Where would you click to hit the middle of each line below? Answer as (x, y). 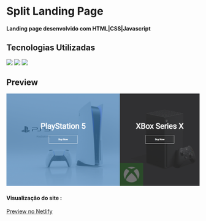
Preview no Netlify (30, 211)
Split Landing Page (55, 11)
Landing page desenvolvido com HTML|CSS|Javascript (79, 28)
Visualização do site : (34, 198)
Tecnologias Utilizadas (51, 48)
